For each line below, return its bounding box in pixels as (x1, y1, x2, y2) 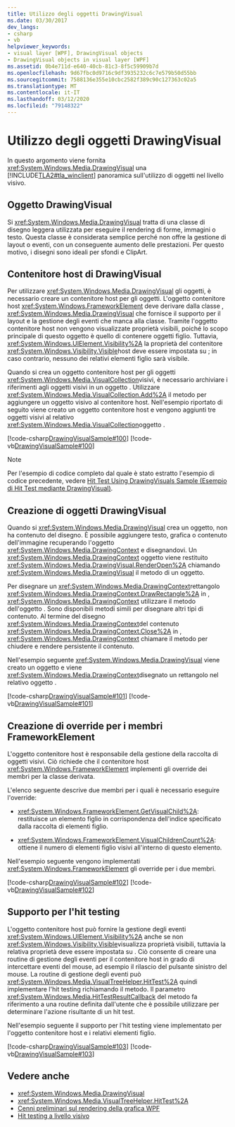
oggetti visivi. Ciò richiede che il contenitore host (7, 757, 149, 766)
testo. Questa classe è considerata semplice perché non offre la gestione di (7, 232, 227, 241)
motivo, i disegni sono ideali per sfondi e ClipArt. (7, 248, 148, 256)
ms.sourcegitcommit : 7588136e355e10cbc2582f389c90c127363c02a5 (7, 76, 197, 83)
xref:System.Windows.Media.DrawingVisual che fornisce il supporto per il (7, 309, 221, 318)
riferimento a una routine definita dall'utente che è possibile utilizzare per (7, 1000, 220, 1008)
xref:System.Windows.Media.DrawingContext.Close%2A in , (7, 627, 182, 636)
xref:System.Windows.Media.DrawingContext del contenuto (7, 619, 179, 628)
